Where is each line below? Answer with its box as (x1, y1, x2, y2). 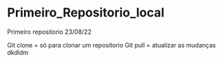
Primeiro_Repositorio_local (7, 5, 165, 21)
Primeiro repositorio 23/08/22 (7, 28, 92, 36)
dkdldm (7, 48, 29, 56)
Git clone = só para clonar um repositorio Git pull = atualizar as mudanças (7, 41, 216, 49)
